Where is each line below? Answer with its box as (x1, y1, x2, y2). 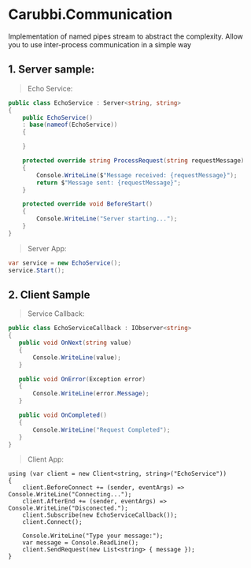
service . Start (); (8, 266, 65, 274)
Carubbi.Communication (8, 6, 173, 24)
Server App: (27, 243, 67, 253)
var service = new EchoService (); (8, 258, 122, 267)
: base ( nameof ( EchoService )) (22, 121, 118, 129)
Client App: (27, 455, 65, 464)
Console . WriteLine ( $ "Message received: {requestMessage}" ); (36, 171, 238, 179)
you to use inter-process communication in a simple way (8, 39, 191, 49)
